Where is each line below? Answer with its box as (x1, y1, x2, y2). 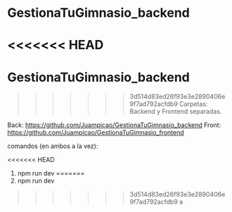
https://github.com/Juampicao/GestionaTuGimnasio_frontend (7, 128, 184, 137)
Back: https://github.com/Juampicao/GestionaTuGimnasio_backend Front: (7, 121, 221, 129)
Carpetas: (179, 100, 208, 108)
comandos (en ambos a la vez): (7, 142, 98, 150)
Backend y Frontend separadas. (129, 107, 222, 116)
